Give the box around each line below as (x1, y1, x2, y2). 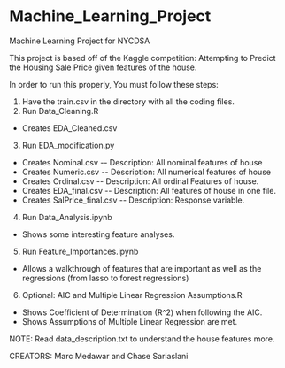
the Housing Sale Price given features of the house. (9, 62, 197, 73)
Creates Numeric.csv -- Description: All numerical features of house (21, 166, 272, 177)
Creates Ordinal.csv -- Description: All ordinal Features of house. (21, 175, 259, 187)
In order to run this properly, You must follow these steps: (9, 79, 219, 89)
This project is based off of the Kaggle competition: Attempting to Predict (9, 52, 276, 63)
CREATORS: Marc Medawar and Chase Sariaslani (9, 350, 189, 361)
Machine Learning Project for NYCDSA (9, 35, 150, 46)
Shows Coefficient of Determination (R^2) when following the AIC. (21, 307, 263, 318)
